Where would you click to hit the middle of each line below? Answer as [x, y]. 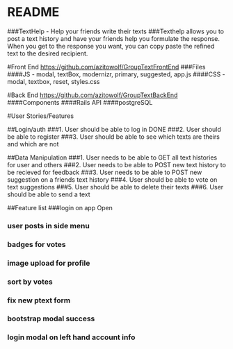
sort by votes [30, 282]
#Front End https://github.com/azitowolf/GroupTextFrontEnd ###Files [106, 67]
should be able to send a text [49, 194]
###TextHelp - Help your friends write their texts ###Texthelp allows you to [116, 31]
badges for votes [37, 244]
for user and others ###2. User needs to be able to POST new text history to [116, 164]
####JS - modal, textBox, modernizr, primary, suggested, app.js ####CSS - [116, 74]
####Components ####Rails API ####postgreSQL [80, 102]
